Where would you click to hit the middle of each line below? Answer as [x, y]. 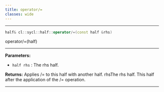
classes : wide [20, 14]
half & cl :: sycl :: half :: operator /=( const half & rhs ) [59, 32]
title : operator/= [24, 10]
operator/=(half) [21, 42]
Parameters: [18, 56]
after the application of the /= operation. [45, 80]
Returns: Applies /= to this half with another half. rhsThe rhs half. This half [80, 74]
